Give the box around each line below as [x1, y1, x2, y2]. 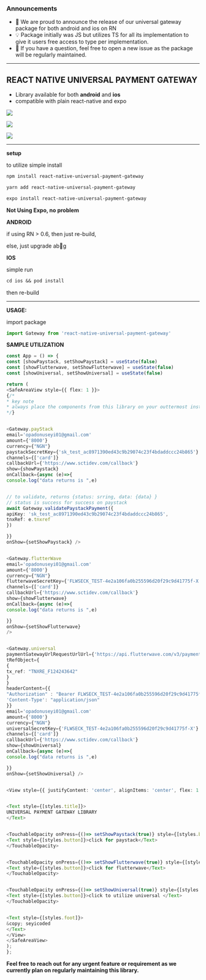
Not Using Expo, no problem [6, 207, 80, 214]
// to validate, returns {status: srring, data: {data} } [6, 493, 158, 500]
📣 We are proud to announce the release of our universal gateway [15, 18, 182, 26]
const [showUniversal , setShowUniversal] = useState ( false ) [6, 370, 164, 376]
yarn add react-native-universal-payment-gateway [6, 184, 136, 191]
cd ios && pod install [6, 278, 64, 284]
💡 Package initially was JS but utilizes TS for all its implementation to [15, 31, 189, 39]
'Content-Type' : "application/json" [6, 697, 100, 703]
